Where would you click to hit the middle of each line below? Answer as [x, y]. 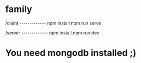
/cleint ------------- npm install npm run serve [53, 23]
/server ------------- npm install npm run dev [52, 32]
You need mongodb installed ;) [71, 53]
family [19, 9]
